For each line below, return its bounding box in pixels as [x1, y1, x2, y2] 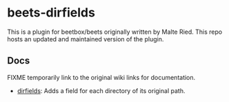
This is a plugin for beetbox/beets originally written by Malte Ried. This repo [7, 28, 223, 36]
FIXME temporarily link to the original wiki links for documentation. [7, 73, 196, 81]
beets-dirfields [7, 5, 95, 21]
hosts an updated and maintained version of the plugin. [7, 34, 164, 43]
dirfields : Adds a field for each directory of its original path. [17, 86, 186, 94]
